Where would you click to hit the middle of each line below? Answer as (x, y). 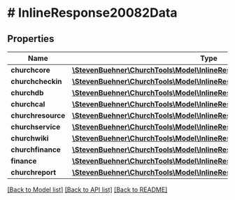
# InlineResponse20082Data (92, 13)
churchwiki (30, 138)
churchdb (27, 93)
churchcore (30, 70)
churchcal (28, 104)
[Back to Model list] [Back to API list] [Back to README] (87, 190)
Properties (31, 39)
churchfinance (36, 150)
